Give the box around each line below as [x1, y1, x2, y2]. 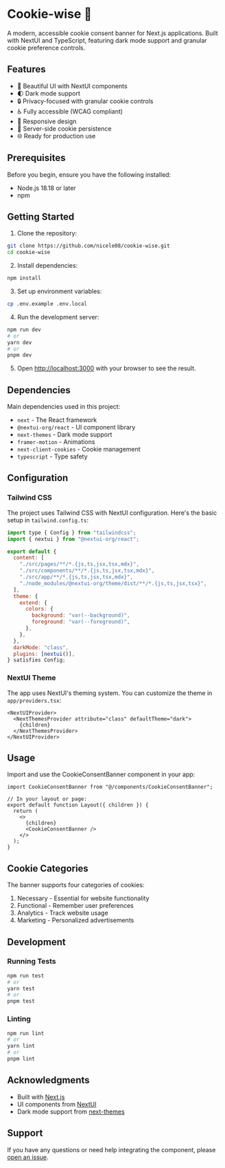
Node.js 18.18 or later [16, 184, 77, 192]
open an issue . [7, 1153, 49, 1161]
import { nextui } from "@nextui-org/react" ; [7, 535, 139, 542]
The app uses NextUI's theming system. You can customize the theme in [7, 688, 213, 697]
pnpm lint [7, 1056, 36, 1063]
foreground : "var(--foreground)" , [32, 619, 130, 626]
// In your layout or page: [7, 796, 88, 803]
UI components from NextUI [16, 1100, 97, 1108]
